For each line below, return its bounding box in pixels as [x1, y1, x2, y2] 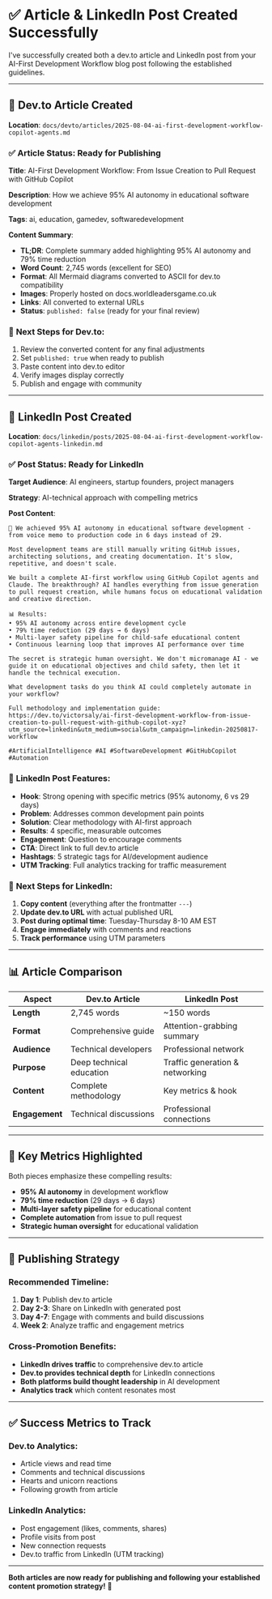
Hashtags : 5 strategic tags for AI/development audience [19, 851, 209, 861]
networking [163, 1067, 207, 1078]
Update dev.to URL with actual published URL [19, 907, 174, 917]
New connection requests [19, 1541, 107, 1550]
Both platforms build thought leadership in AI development [19, 1376, 220, 1386]
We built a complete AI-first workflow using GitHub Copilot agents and [8, 574, 259, 582]
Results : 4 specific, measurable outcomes [19, 825, 162, 835]
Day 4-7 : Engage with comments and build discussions [19, 1312, 205, 1322]
